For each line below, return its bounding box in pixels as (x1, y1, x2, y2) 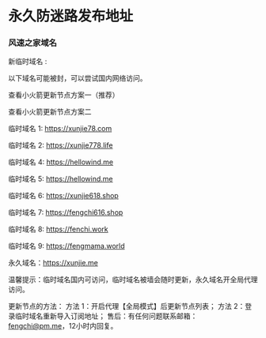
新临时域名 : (8, 57, 47, 66)
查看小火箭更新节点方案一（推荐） (8, 90, 120, 100)
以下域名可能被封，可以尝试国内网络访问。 (8, 73, 147, 83)
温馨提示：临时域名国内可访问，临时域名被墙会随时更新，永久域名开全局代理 (8, 275, 258, 284)
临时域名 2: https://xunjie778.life (8, 141, 113, 150)
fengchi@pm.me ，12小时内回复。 (8, 321, 118, 331)
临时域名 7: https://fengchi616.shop (8, 208, 123, 217)
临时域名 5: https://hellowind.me (8, 175, 113, 184)
